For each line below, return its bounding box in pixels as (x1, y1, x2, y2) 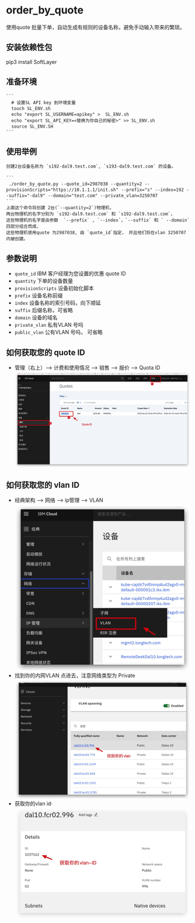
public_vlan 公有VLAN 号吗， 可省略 (14, 329, 103, 336)
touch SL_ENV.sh (11, 105, 51, 111)
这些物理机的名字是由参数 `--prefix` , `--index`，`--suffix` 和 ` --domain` (6, 217, 190, 223)
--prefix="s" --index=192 (120, 187, 184, 193)
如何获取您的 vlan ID (6, 480, 80, 490)
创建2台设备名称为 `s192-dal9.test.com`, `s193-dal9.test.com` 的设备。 (6, 163, 176, 170)
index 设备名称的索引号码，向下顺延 (14, 299, 101, 306)
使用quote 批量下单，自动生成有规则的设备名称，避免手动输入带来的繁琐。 (6, 23, 185, 30)
